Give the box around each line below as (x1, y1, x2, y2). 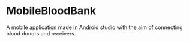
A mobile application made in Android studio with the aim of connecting (6, 24, 183, 31)
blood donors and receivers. (6, 30, 76, 37)
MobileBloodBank (6, 4, 97, 18)
